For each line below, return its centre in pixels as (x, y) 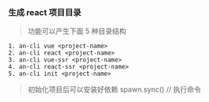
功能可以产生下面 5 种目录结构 (77, 31)
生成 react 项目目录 (45, 12)
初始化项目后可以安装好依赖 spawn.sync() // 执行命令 (114, 89)
